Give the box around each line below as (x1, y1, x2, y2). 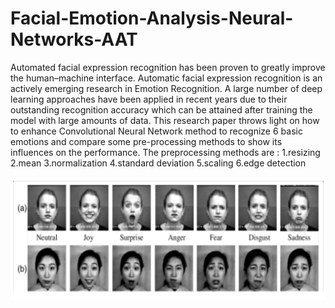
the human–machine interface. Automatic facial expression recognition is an (10, 72, 323, 84)
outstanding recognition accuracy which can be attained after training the (10, 103, 313, 116)
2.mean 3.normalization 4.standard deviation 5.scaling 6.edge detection (10, 157, 307, 169)
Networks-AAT (10, 28, 138, 51)
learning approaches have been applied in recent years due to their (10, 93, 288, 105)
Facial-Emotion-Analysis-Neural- (10, 7, 294, 30)
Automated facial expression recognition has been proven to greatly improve (10, 61, 326, 73)
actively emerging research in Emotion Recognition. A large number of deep (10, 82, 323, 94)
